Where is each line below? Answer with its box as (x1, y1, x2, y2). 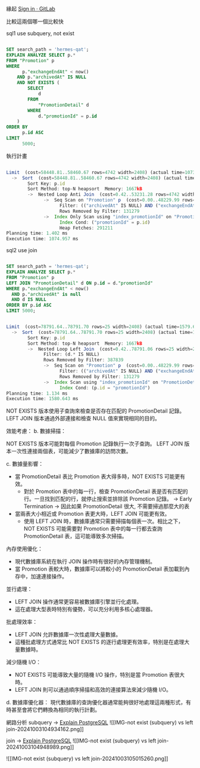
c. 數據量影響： (6, 460, 43, 467)
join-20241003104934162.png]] (6, 726, 85, 733)
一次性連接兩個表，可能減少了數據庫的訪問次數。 (11, 448, 132, 455)
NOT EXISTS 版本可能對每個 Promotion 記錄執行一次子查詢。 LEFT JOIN (6, 440, 183, 447)
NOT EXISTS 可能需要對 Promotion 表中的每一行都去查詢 (23, 525, 162, 532)
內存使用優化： (6, 545, 43, 553)
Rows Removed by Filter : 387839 (43, 357, 124, 363)
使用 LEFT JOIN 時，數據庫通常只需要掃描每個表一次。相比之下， (23, 518, 184, 525)
